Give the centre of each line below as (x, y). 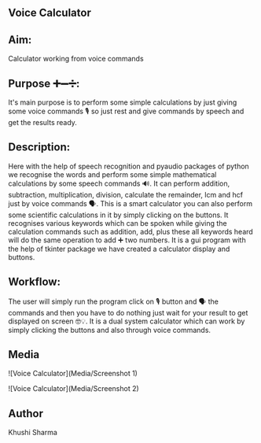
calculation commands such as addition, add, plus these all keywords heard (130, 231)
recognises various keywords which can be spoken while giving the (118, 223)
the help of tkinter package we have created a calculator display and (119, 249)
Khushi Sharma (33, 433)
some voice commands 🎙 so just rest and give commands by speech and (126, 111)
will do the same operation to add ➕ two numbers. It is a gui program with (127, 240)
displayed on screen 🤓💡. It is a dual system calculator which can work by (127, 321)
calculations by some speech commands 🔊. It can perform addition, (119, 183)
